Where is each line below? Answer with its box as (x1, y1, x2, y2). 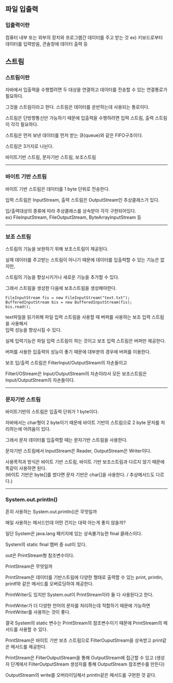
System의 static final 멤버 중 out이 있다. (5, 541, 87, 547)
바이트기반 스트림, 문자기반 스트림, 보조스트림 (5, 154, 96, 161)
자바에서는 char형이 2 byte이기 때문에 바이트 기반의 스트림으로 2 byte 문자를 (5, 419, 160, 426)
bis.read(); (5, 304, 31, 309)
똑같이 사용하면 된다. (5, 465, 47, 471)
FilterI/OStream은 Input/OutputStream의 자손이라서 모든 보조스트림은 (5, 370, 147, 377)
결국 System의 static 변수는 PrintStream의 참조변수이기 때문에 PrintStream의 (5, 620, 162, 626)
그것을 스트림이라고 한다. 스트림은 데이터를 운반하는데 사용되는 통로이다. (5, 104, 150, 110)
